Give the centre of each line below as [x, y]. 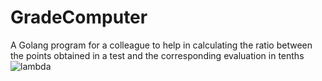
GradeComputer [79, 17]
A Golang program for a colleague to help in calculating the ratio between [161, 45]
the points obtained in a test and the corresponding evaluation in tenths [157, 55]
